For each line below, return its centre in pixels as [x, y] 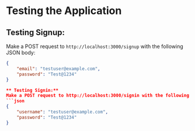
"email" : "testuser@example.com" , [58, 68]
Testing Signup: [36, 32]
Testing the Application [64, 11]
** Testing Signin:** [32, 90]
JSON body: [21, 53]
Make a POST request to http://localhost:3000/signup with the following [95, 46]
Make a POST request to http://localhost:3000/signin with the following [98, 96]
